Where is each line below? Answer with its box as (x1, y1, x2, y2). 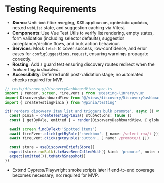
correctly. (12, 56, 32, 62)
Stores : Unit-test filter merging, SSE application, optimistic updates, (12, 20, 149, 25)
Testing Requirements (5, 3, 97, 15)
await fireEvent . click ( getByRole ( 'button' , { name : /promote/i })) (9, 136, 150, 140)
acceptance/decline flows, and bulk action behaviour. (12, 40, 120, 46)
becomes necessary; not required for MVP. (12, 172, 99, 178)
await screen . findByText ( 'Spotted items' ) (9, 127, 97, 132)
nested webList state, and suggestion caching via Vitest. (12, 24, 126, 30)
